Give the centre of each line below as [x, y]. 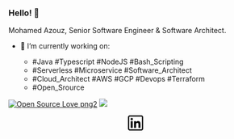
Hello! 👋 [24, 13]
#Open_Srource [58, 87]
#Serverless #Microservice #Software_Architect [112, 70]
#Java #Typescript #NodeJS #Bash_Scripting [108, 62]
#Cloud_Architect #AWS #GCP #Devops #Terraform [119, 79]
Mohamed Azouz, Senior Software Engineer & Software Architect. [117, 31]
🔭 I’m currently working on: [65, 46]
